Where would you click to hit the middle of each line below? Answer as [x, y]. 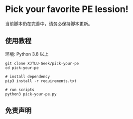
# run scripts [20, 89]
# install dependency [28, 76]
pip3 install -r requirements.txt [41, 81]
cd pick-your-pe [22, 68]
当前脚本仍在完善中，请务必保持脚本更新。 [49, 23]
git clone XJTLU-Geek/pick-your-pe [42, 63]
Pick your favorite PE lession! [67, 9]
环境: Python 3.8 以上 [27, 54]
